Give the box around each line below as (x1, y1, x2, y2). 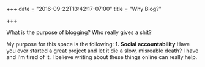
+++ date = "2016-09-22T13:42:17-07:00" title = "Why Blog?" (6, 5, 162, 12)
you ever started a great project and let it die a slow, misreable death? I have (6, 47, 199, 54)
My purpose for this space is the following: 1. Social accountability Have (6, 41, 190, 48)
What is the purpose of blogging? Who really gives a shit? (6, 29, 152, 36)
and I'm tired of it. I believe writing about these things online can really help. (6, 54, 198, 60)
